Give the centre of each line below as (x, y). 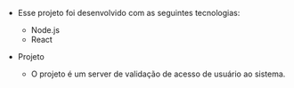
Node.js (45, 30)
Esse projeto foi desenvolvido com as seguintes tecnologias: (129, 13)
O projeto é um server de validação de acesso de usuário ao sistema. (158, 74)
